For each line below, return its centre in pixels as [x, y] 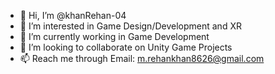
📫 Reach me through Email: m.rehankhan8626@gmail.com [142, 58]
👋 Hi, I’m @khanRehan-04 [73, 15]
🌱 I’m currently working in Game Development [114, 36]
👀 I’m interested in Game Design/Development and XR [130, 26]
